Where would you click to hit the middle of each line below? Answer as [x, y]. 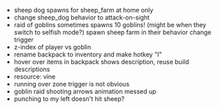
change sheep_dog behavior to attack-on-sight [82, 17]
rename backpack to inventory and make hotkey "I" [88, 54]
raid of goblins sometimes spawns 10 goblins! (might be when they [110, 25]
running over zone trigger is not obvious [72, 84]
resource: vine [35, 77]
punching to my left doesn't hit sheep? [69, 99]
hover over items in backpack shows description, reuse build [101, 62]
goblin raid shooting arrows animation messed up [85, 91]
